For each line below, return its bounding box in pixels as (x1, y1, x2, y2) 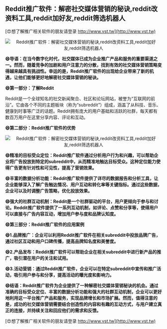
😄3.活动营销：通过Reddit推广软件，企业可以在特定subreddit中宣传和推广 (5, 266, 157, 272)
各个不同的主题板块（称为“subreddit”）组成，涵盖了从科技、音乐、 (24, 102, 162, 108)
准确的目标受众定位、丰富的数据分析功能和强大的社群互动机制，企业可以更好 (5, 289, 162, 295)
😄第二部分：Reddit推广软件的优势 (5, 125, 76, 131)
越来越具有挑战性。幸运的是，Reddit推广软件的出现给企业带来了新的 (9, 68, 150, 74)
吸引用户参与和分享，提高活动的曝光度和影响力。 (13, 272, 114, 278)
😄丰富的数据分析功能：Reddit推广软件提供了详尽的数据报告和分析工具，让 (5, 175, 159, 181)
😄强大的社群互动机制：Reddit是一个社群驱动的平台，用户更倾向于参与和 (5, 198, 154, 204)
